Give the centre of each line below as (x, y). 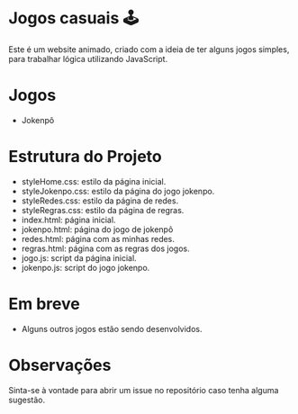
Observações (60, 365)
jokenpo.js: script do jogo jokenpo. (86, 267)
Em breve (44, 304)
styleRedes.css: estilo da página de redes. (100, 201)
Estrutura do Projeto (86, 157)
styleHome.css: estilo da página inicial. (94, 181)
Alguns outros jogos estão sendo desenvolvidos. (112, 328)
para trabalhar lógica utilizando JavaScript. (88, 58)
